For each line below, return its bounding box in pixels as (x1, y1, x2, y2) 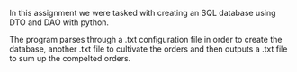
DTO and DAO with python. (9, 17, 110, 28)
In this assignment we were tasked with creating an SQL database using (9, 8, 276, 18)
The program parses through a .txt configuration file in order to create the (9, 35, 283, 44)
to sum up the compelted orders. (9, 53, 131, 63)
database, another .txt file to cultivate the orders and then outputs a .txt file (9, 44, 288, 54)
